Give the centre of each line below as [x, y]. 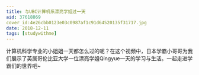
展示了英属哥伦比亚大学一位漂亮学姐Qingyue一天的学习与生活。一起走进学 [102, 58]
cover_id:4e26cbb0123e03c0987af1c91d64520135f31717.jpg [76, 22]
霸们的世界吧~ [24, 66]
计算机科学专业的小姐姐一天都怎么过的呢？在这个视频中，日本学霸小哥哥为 [97, 51]
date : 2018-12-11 [28, 28]
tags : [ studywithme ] [32, 34]
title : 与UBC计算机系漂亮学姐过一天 [46, 12]
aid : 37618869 [24, 17]
